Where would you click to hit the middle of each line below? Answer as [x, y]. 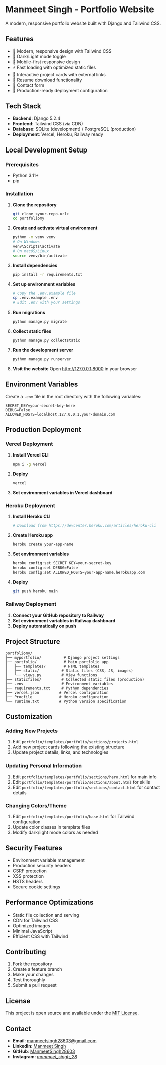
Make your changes [33, 975]
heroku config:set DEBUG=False [45, 568]
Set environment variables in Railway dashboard [64, 620]
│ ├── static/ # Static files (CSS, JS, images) [69, 671]
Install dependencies [35, 265]
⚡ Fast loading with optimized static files [54, 67]
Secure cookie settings [36, 887]
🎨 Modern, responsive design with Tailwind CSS [62, 51]
